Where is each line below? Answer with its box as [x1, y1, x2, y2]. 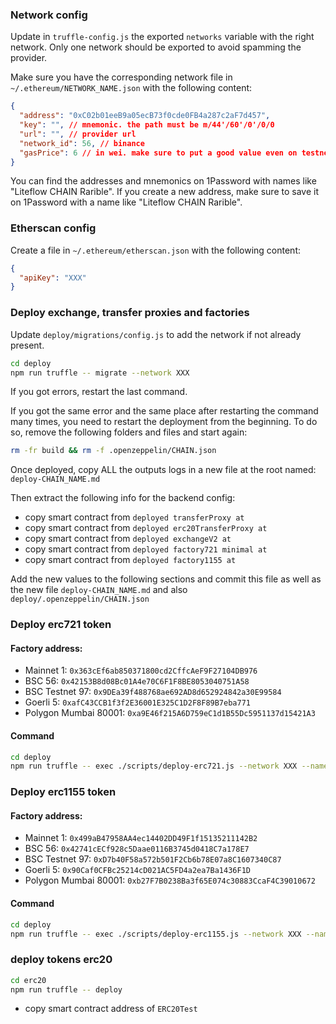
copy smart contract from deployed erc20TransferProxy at [24, 522, 268, 534]
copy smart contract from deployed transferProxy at [24, 511, 245, 523]
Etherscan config [10, 221, 97, 235]
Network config [10, 8, 88, 22]
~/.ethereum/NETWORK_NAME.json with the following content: [10, 82, 253, 94]
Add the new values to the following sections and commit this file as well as [10, 573, 322, 585]
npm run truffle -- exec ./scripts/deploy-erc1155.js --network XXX [10, 929, 302, 939]
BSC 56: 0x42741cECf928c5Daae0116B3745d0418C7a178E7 [24, 843, 250, 855]
